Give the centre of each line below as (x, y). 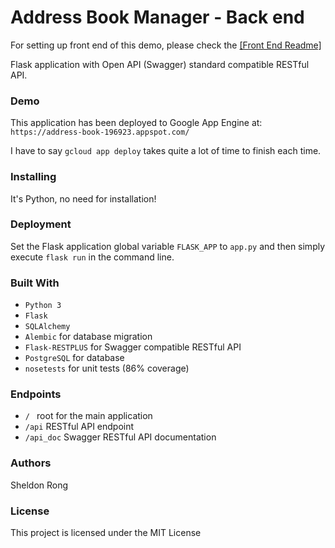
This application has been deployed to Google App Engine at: (136, 123)
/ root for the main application (88, 416)
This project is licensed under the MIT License (106, 533)
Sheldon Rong (39, 485)
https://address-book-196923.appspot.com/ (100, 132)
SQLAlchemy (47, 327)
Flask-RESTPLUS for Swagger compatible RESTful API (133, 347)
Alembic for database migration (88, 337)
